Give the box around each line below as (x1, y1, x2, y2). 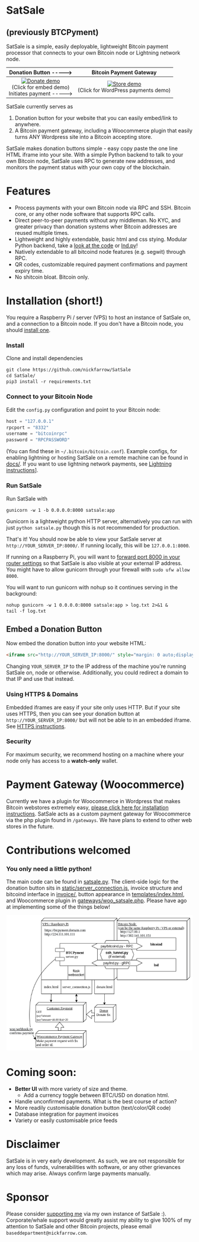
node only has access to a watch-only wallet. (6, 757, 118, 764)
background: (6, 590, 37, 597)
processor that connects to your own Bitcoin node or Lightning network (6, 49, 181, 56)
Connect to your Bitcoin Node (6, 393, 93, 401)
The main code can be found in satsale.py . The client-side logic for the (6, 878, 179, 886)
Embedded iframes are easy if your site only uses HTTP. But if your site (6, 703, 181, 711)
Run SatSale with (6, 495, 47, 502)
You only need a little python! (6, 864, 92, 872)
